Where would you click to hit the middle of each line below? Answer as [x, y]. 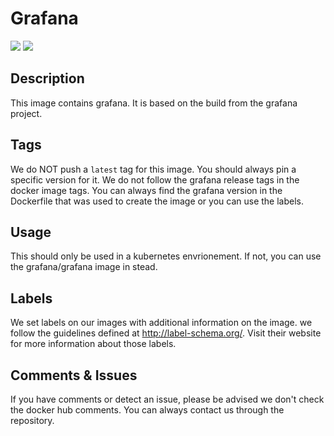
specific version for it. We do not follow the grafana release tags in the [155, 179]
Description [47, 78]
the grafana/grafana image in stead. [84, 267]
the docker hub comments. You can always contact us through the [147, 410]
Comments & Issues [74, 375]
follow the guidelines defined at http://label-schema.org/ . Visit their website [166, 333]
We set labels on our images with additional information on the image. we [161, 323]
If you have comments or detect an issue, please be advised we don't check [167, 399]
